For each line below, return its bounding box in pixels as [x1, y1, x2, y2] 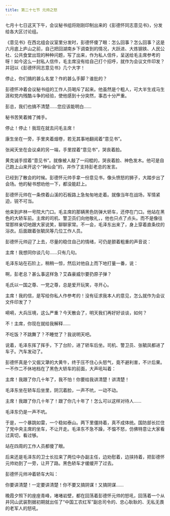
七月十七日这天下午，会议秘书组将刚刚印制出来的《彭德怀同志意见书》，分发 [5, 22, 163, 28]
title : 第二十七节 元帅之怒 [5, 7, 58, 13]
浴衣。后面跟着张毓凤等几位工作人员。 [5, 228, 85, 234]
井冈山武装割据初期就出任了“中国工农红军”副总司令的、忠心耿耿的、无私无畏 [5, 499, 164, 505]
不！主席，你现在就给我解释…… [5, 320, 71, 327]
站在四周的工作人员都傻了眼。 [5, 443, 67, 449]
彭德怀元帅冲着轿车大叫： [5, 471, 59, 477]
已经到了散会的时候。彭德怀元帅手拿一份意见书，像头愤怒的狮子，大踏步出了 [5, 174, 165, 180]
